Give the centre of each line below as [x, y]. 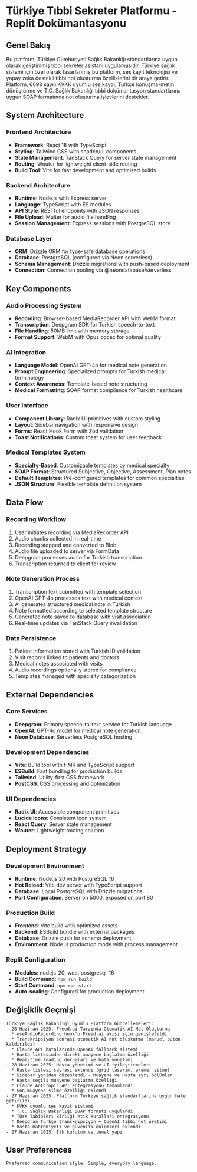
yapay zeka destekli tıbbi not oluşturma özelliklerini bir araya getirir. [88, 78]
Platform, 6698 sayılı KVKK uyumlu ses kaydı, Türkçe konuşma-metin [90, 84]
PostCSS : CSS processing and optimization [68, 784]
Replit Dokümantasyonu [66, 23]
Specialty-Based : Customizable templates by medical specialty [92, 465]
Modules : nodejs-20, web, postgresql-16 [64, 972]
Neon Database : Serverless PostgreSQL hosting [73, 737]
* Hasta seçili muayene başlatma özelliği [64, 1080]
